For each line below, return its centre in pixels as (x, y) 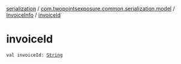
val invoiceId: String (34, 55)
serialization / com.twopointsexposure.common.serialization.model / (90, 9)
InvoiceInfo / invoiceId (34, 15)
